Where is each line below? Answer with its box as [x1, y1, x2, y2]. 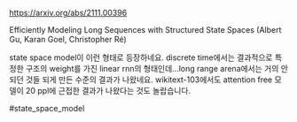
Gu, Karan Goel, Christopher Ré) [9, 34, 127, 44]
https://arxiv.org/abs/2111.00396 [9, 8, 128, 18]
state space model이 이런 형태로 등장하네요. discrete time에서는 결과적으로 [9, 52, 273, 63]
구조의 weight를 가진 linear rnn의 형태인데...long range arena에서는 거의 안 [25, 64, 288, 73]
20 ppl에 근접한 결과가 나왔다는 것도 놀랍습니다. [25, 86, 191, 95]
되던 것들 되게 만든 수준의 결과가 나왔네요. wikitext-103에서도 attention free [9, 74, 273, 85]
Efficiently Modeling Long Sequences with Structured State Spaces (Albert [9, 25, 282, 34]
